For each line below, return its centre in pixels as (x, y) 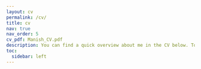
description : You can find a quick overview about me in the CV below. (97, 46)
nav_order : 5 (22, 34)
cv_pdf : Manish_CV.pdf (34, 40)
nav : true (19, 28)
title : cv (19, 23)
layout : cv (20, 12)
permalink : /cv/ (26, 17)
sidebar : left (29, 56)
